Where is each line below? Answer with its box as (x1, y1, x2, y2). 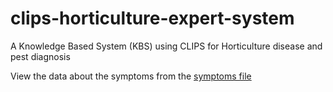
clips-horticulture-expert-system (10, 7, 295, 30)
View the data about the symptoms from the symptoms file (10, 70, 252, 82)
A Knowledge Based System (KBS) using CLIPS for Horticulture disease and (10, 40, 323, 52)
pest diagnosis (10, 50, 71, 62)
